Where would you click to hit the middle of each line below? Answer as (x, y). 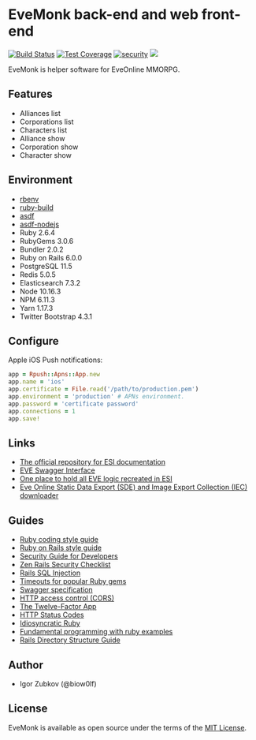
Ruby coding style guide (59, 540)
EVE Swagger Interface (58, 470)
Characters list (43, 130)
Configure (33, 341)
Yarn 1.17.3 (36, 308)
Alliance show (42, 138)
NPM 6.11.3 (37, 299)
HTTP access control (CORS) (67, 598)
